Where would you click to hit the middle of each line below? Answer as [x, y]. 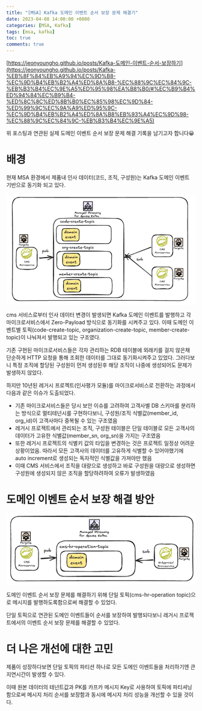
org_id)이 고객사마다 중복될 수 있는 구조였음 [66, 420]
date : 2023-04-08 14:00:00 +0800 [48, 19]
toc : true [19, 38]
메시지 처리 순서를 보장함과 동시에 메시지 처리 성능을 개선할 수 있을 [105, 695]
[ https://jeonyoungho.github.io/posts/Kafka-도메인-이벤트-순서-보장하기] [95, 63]
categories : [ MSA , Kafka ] [38, 25]
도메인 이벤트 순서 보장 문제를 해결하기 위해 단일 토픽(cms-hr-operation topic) [99, 595]
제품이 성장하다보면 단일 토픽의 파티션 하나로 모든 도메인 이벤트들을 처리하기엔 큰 [101, 667]
